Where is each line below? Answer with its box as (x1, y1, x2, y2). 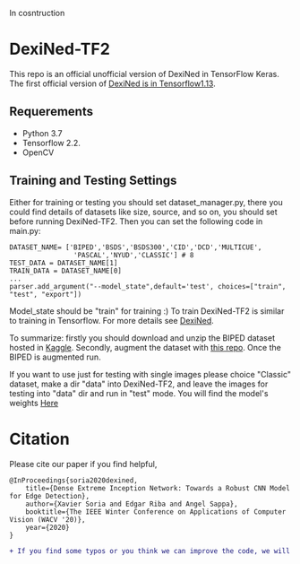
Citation (9, 429, 70, 449)
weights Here (9, 397, 59, 408)
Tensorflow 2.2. (21, 137, 81, 148)
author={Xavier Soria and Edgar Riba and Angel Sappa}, (25, 499, 239, 508)
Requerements (9, 104, 94, 119)
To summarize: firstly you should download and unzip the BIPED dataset (9, 332, 276, 343)
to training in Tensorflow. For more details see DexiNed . (9, 315, 215, 325)
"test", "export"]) (9, 290, 82, 299)
